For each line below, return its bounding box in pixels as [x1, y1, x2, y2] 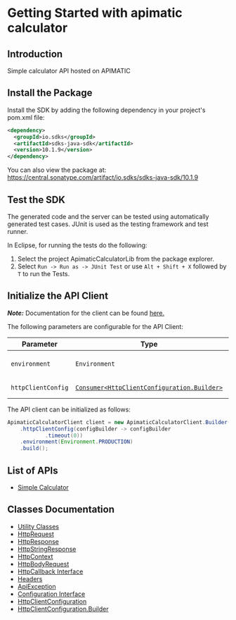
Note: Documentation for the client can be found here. [7, 309, 165, 317]
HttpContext [17, 552, 53, 561]
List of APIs [7, 464, 58, 476]
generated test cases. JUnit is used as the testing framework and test [7, 220, 209, 228]
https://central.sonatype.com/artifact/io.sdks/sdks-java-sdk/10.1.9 [7, 173, 199, 182]
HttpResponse [17, 537, 60, 545]
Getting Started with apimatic [7, 5, 183, 21]
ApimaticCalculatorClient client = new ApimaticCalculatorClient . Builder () [7, 418, 234, 426]
